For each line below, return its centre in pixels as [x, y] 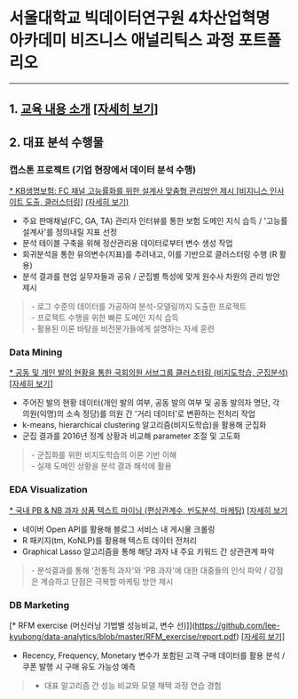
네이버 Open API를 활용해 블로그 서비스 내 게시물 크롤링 [118, 529]
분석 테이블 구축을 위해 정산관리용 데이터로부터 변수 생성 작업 [127, 243]
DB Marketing [39, 605]
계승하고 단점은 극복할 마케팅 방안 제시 [107, 581]
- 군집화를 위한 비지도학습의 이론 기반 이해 [104, 455]
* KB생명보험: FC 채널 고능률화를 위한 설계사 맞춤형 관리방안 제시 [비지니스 [139, 191]
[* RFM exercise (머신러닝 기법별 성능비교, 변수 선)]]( [102, 625]
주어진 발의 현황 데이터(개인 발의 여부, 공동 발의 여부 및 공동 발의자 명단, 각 [151, 403]
